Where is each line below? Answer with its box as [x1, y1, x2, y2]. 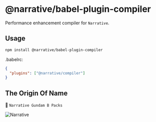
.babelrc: [5, 56, 23, 62]
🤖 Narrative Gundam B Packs [5, 102, 63, 108]
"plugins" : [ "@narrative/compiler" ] [9, 70, 85, 75]
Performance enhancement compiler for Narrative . [5, 20, 110, 26]
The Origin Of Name [5, 89, 68, 97]
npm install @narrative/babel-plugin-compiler [5, 47, 103, 53]
